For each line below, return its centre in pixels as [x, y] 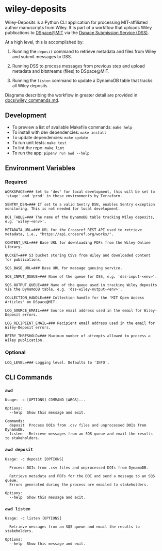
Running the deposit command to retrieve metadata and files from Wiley [84, 51]
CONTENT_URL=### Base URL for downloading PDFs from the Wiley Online [78, 243]
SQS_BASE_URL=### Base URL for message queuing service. [64, 268]
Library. [14, 247]
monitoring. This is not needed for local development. [63, 209]
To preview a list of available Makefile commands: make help [72, 127]
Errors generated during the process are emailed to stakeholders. [79, 485]
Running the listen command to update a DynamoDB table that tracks [82, 80]
